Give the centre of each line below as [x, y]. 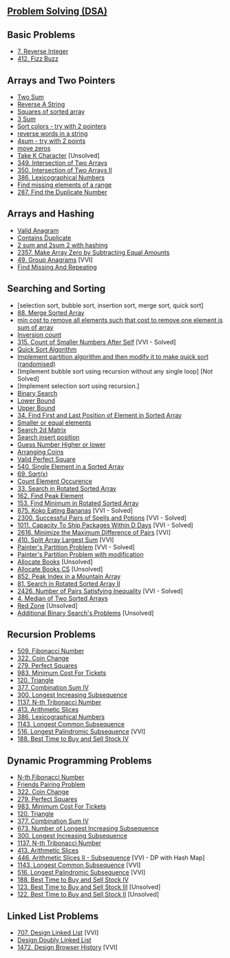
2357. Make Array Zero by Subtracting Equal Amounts [93, 252]
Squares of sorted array [51, 112]
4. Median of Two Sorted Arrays [62, 598]
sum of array [35, 327]
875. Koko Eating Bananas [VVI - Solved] [75, 510]
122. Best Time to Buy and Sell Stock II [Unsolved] [88, 895]
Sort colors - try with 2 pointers [62, 126]
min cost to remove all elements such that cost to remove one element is [120, 320]
